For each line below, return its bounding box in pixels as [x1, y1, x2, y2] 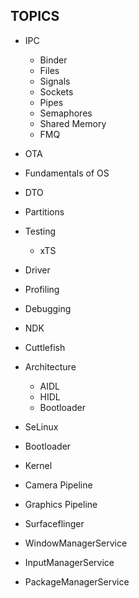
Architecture [24, 360, 77, 373]
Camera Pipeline [24, 479, 93, 491]
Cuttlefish [24, 341, 66, 353]
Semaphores [39, 107, 93, 119]
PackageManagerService [24, 575, 130, 588]
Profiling [24, 283, 60, 295]
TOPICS [10, 8, 60, 25]
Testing [24, 225, 57, 237]
